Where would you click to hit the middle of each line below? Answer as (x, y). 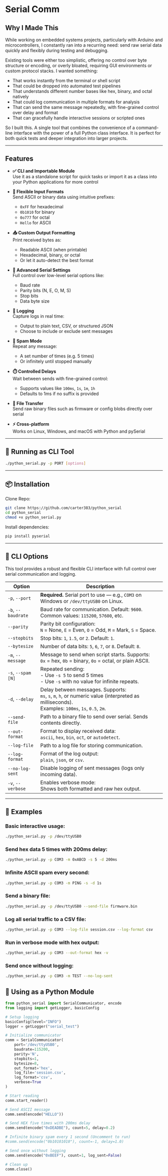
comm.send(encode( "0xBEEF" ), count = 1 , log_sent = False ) (63, 1155)
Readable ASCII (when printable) (53, 249)
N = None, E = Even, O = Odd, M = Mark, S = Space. (98, 630)
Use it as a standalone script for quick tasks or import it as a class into (85, 176)
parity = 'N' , (26, 1054)
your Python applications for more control (55, 182)
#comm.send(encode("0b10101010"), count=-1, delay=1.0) (64, 1142)
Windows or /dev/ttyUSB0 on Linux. (82, 601)
